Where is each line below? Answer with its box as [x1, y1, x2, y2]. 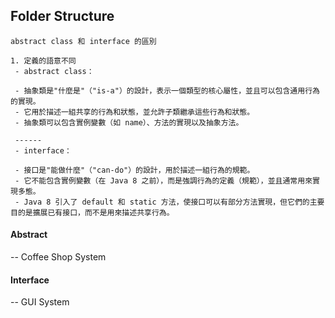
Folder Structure [10, 8, 115, 25]
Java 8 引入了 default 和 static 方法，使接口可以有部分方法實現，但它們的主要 [23, 197, 325, 207]
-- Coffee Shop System [10, 251, 107, 263]
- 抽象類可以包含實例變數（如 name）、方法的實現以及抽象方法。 [14, 117, 244, 128]
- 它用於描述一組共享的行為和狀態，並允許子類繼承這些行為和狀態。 [14, 107, 255, 117]
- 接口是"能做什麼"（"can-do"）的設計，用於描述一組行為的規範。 [14, 165, 255, 175]
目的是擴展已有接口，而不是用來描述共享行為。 [10, 207, 175, 218]
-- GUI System [10, 296, 70, 308]
